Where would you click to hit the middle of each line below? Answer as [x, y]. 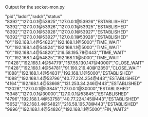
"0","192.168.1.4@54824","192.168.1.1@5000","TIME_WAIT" [63, 47]
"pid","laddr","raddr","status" [34, 16]
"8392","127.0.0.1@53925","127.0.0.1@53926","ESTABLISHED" [67, 22]
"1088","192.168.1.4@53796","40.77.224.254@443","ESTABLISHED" [73, 78]
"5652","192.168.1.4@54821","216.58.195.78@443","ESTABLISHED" [72, 104]
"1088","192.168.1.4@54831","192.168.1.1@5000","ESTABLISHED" [69, 73]
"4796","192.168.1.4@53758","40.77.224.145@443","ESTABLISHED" [72, 99]
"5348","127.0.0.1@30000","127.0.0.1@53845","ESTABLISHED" [67, 94]
